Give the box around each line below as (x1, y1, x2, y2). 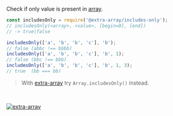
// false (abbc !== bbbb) (6, 45, 72, 52)
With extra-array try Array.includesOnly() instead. (21, 79, 150, 87)
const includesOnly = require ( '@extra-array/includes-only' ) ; (6, 17, 168, 23)
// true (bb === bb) (6, 68, 62, 74)
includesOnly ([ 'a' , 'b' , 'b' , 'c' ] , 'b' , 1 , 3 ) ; (6, 63, 133, 69)
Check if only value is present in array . (6, 6, 103, 12)
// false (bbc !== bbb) (6, 56, 67, 63)
